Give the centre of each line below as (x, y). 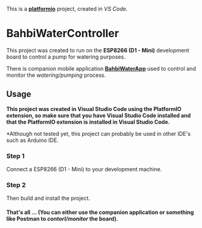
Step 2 (16, 185)
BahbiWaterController (63, 34)
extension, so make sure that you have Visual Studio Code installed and (99, 115)
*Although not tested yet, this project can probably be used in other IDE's (99, 134)
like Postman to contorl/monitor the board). (62, 218)
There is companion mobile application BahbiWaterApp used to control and (101, 68)
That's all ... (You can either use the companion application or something (100, 212)
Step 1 (16, 156)
